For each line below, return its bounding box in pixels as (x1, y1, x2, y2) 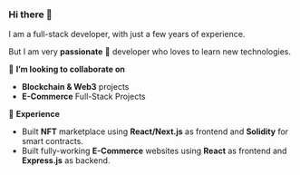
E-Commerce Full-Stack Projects (21, 91, 146, 102)
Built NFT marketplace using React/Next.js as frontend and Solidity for (21, 126, 289, 137)
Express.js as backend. (21, 155, 111, 166)
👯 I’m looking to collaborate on (8, 63, 126, 75)
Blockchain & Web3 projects (21, 82, 130, 92)
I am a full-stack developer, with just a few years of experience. (8, 29, 246, 40)
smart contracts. (21, 136, 83, 147)
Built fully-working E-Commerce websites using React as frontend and (21, 145, 287, 157)
